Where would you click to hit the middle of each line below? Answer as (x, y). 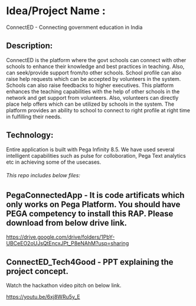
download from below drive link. (67, 223)
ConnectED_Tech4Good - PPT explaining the (90, 262)
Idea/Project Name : (56, 11)
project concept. (37, 271)
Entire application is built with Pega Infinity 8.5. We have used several (90, 149)
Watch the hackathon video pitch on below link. (64, 285)
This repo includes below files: (43, 175)
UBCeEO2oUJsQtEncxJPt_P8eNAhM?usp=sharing (68, 243)
